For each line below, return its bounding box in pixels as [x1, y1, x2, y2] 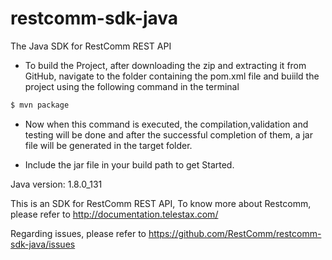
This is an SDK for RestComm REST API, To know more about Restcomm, [10, 197, 312, 209]
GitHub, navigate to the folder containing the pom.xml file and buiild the [24, 70, 320, 82]
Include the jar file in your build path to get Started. [24, 158, 235, 171]
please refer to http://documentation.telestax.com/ [10, 208, 219, 220]
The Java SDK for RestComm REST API [10, 40, 172, 52]
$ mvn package [10, 100, 70, 110]
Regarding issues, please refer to [10, 227, 147, 239]
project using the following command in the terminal [24, 80, 240, 92]
